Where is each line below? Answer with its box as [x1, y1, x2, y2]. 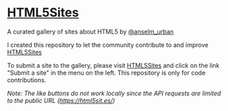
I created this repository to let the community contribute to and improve [7, 40, 209, 49]
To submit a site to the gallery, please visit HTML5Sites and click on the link [7, 61, 220, 69]
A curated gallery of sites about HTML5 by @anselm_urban [7, 27, 174, 36]
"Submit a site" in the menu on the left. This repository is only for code [7, 69, 206, 77]
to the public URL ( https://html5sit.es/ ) [7, 96, 115, 104]
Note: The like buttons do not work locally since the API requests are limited [7, 89, 221, 97]
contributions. [7, 75, 47, 84]
